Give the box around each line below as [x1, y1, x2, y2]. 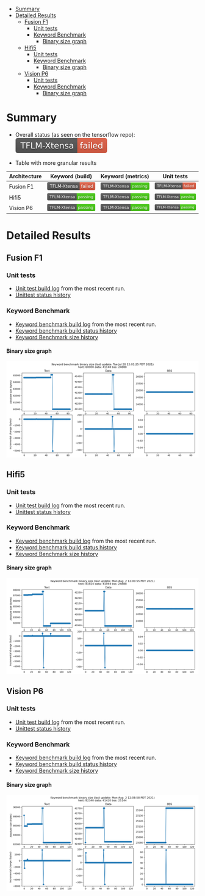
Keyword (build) [50, 173, 93, 180]
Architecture [9, 173, 42, 180]
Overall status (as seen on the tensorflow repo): [15, 131, 135, 138]
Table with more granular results [15, 159, 97, 167]
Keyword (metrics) [100, 173, 149, 180]
